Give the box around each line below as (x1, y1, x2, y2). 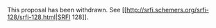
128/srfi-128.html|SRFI (7, 13, 71, 21)
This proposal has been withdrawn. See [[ (7, 6, 127, 14)
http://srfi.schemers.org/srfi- (126, 6, 210, 14)
